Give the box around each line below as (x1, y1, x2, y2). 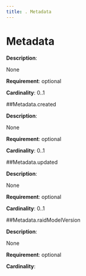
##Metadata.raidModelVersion (6, 216, 81, 223)
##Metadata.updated (6, 158, 58, 165)
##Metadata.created (6, 100, 56, 108)
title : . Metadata (6, 8, 52, 15)
